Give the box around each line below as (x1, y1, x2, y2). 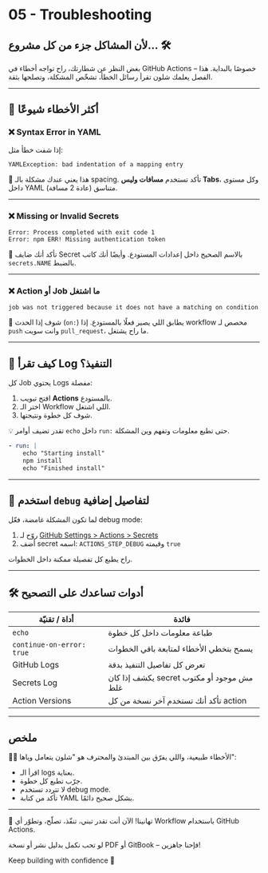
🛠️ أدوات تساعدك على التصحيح (8, 586, 144, 600)
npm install (22, 456, 62, 464)
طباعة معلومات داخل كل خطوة (108, 628, 213, 639)
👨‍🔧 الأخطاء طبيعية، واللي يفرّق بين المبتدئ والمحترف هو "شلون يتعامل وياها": (8, 752, 237, 762)
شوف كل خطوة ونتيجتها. (19, 410, 93, 421)
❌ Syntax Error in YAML (8, 126, 101, 138)
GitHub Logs (12, 660, 60, 671)
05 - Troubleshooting (8, 6, 152, 24)
